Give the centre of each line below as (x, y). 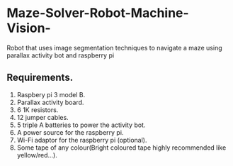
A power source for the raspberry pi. (70, 132)
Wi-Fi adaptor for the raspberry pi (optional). (82, 140)
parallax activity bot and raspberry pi (61, 55)
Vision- (29, 28)
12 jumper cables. (42, 117)
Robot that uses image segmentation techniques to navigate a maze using (114, 48)
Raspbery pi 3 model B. (51, 94)
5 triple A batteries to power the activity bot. (81, 125)
